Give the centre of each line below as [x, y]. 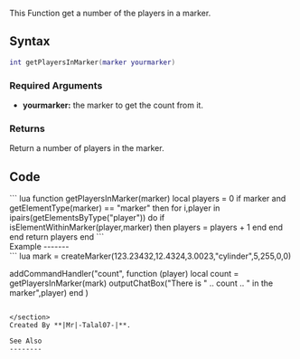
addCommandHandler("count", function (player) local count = [124, 274]
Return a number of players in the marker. [87, 148]
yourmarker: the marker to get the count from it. [112, 105]
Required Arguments [56, 85]
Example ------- [39, 247]
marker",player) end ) [49, 293]
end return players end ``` [57, 237]
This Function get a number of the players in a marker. [110, 13]
